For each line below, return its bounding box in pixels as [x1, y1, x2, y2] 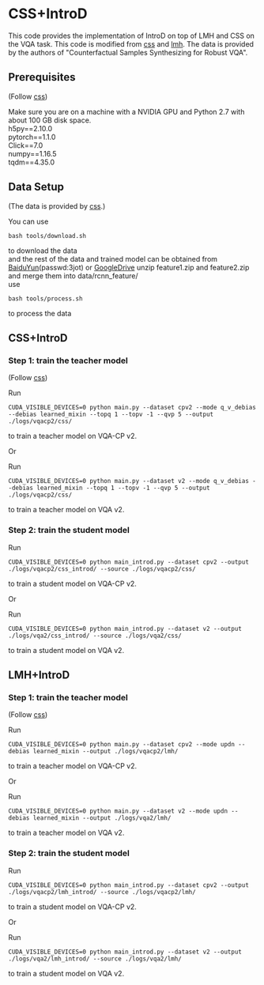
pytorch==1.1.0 [8, 132, 56, 142]
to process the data [8, 308, 72, 318]
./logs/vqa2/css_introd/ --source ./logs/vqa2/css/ [8, 632, 182, 640]
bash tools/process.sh [8, 294, 83, 303]
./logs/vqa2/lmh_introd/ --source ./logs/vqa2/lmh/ [8, 954, 182, 963]
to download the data [8, 246, 77, 255]
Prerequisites [8, 70, 76, 84]
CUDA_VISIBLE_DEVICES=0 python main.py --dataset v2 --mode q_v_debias [8, 477, 249, 485]
